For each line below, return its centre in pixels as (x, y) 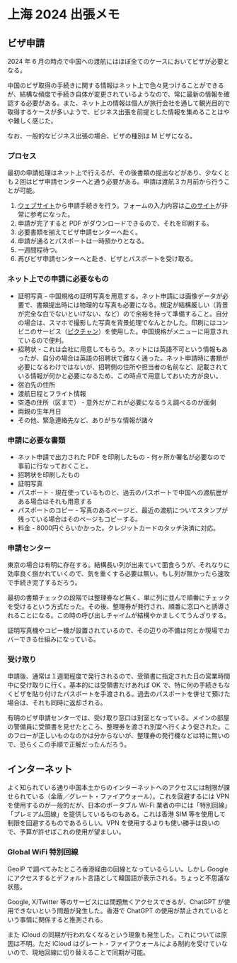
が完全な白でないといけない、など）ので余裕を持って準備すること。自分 (123, 314)
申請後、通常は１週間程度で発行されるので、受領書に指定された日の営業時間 (119, 676)
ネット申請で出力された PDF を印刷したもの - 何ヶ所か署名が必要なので (122, 457)
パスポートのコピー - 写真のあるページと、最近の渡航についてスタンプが (123, 510)
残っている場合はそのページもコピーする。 (79, 519)
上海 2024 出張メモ (64, 15)
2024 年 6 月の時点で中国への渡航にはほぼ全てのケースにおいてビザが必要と (118, 61)
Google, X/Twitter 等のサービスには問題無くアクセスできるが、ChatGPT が (116, 901)
